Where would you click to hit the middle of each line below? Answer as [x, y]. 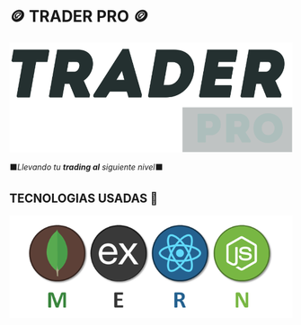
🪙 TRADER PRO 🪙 [79, 17]
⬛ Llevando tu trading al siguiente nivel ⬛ [86, 167]
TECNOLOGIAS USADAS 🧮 [84, 199]
